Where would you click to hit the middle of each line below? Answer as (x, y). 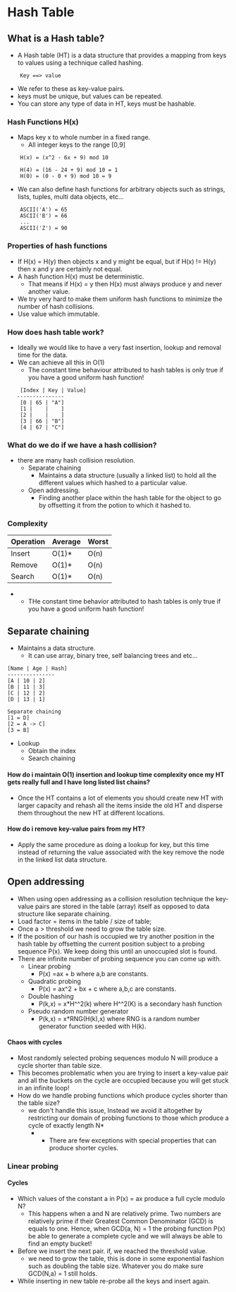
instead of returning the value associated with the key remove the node (121, 852)
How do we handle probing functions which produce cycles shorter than (122, 1095)
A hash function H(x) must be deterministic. (81, 276)
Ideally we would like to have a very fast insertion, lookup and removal (119, 347)
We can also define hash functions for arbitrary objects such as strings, (121, 189)
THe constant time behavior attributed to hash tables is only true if (124, 602)
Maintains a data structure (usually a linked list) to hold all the (128, 475)
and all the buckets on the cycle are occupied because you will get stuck (123, 1080)
